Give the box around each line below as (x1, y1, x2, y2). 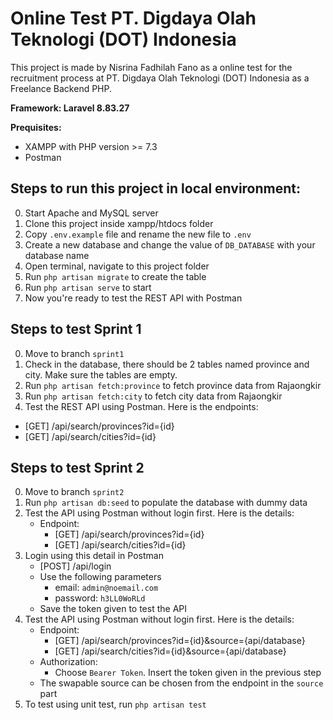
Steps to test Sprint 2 (10, 459, 145, 476)
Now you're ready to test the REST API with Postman (24, 292, 243, 304)
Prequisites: (10, 121, 62, 133)
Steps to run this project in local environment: (10, 180, 302, 197)
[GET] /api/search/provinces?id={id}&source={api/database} (54, 635, 306, 647)
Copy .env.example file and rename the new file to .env (24, 228, 252, 240)
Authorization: (39, 656, 98, 668)
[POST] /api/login (39, 560, 112, 572)
